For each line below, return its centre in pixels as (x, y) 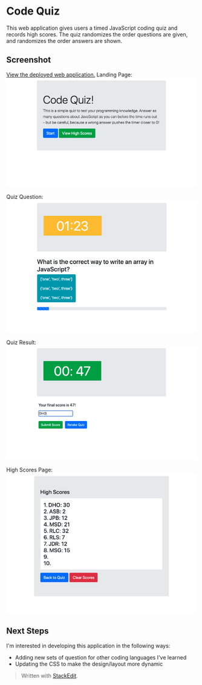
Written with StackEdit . (50, 675)
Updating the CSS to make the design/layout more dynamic (89, 664)
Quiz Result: (21, 342)
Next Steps (28, 631)
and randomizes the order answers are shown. (64, 41)
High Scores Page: (30, 470)
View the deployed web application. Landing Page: (70, 75)
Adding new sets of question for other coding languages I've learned (101, 657)
